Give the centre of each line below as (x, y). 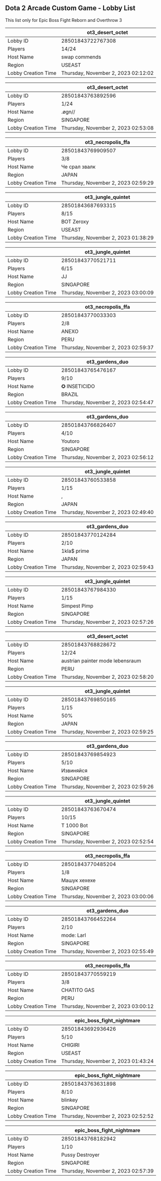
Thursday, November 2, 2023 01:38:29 (107, 238)
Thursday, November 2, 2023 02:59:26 (107, 787)
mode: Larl (74, 935)
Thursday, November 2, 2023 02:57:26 (107, 622)
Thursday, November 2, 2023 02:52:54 (107, 842)
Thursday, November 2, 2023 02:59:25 (107, 731)
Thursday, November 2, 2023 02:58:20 (107, 677)
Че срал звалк (78, 167)
